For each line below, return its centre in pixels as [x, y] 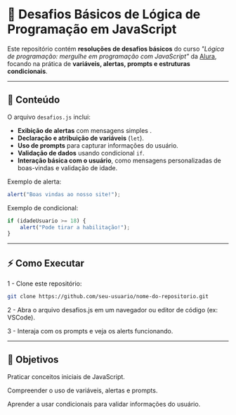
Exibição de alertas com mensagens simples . [85, 130]
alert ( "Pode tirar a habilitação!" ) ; [75, 227]
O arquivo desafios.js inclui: [49, 117]
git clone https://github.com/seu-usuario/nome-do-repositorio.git [108, 297]
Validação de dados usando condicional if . [81, 153]
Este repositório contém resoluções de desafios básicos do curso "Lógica [116, 49]
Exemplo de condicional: [43, 207]
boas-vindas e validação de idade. [67, 167]
